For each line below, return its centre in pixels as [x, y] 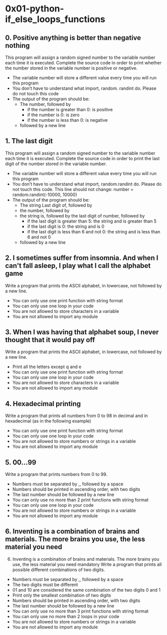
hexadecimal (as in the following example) [48, 421]
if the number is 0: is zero [53, 115]
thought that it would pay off [50, 340]
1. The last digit [29, 141]
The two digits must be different [45, 585]
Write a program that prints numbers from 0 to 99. [56, 474]
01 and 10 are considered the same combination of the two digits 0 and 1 [86, 590]
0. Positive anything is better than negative [73, 38]
